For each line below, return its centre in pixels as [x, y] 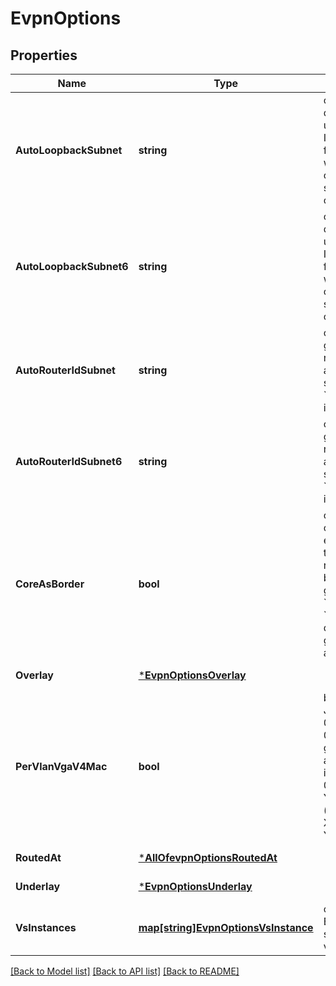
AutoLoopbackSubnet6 [72, 266]
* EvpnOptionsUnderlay [195, 886]
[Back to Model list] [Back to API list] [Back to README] [125, 971]
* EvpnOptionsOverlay [192, 675]
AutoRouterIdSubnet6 [69, 461]
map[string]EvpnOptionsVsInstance [226, 927]
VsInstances [46, 927]
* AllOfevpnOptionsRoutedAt [208, 857]
